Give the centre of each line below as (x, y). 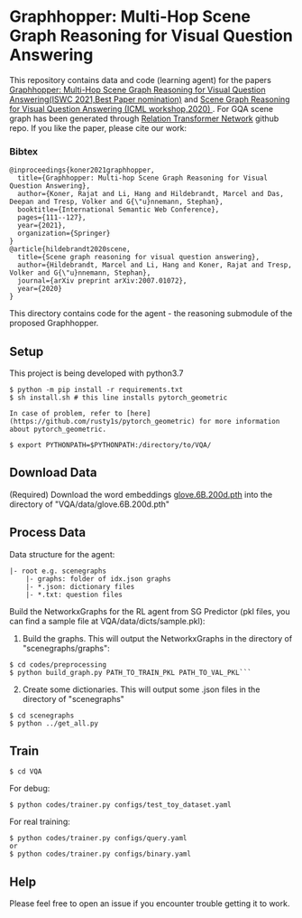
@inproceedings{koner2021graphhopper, (82, 170)
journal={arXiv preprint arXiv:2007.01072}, (102, 281)
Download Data (53, 473)
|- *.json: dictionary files (80, 586)
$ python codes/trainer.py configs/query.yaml (98, 838)
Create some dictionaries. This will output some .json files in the (141, 689)
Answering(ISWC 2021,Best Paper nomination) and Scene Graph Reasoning (150, 99)
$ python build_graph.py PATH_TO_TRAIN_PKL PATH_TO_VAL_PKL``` (131, 672)
